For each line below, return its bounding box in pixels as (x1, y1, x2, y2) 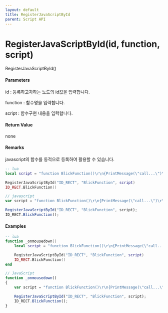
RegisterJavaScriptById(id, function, (5, 38, 160, 50)
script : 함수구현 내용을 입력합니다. (5, 110, 73, 116)
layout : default (5, 7, 39, 13)
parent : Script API (5, 17, 46, 22)
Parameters (5, 77, 30, 83)
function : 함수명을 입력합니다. (5, 99, 65, 105)
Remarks (5, 144, 24, 150)
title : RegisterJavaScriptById (5, 12, 70, 17)
